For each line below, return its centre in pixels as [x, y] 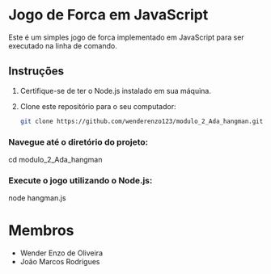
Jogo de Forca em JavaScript [108, 15]
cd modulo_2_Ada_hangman [55, 159]
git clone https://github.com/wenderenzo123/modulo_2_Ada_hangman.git [142, 121]
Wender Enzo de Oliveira [61, 253]
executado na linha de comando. [63, 45]
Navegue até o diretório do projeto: [78, 141]
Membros [41, 231]
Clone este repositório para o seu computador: [98, 106]
